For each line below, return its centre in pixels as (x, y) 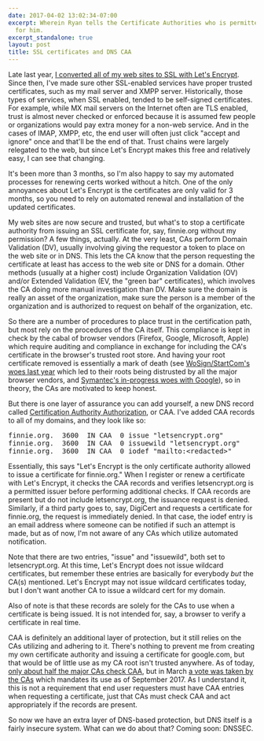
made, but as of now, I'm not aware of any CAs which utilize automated (123, 533)
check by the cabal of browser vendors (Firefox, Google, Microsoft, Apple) (128, 338)
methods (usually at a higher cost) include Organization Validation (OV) (123, 272)
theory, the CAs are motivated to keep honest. (82, 388)
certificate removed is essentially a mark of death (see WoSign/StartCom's (129, 363)
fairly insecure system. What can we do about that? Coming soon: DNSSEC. (131, 728)
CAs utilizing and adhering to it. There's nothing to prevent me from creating (132, 646)
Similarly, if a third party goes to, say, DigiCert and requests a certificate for (130, 508)
